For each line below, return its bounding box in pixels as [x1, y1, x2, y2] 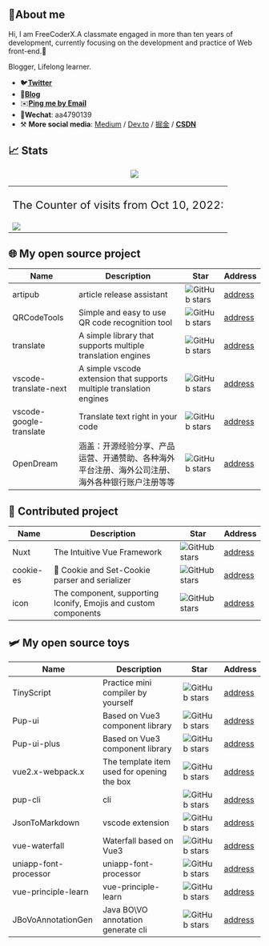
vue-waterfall [12, 840, 65, 852]
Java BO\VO [102, 904, 148, 916]
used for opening [102, 766, 167, 777]
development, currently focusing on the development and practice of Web [8, 38, 253, 47]
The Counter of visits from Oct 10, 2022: [12, 198, 224, 212]
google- [12, 416, 44, 427]
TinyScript [12, 687, 51, 699]
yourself [102, 697, 134, 708]
